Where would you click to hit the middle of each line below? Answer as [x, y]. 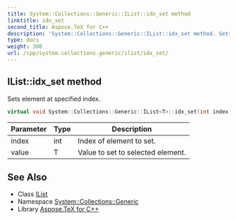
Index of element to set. [117, 140]
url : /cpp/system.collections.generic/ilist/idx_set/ [88, 54]
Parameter [29, 129]
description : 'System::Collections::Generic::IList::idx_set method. [112, 33]
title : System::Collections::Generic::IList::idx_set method [99, 14]
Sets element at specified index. [54, 99]
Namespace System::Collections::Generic [78, 202]
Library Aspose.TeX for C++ [58, 209]
